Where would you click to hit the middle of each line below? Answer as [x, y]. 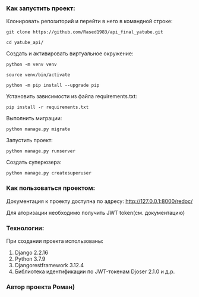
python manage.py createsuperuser [49, 173]
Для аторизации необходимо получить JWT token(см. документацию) [96, 212]
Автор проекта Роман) [41, 287]
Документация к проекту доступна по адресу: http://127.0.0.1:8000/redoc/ [99, 201]
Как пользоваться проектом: [51, 188]
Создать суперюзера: [34, 162]
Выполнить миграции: [34, 118]
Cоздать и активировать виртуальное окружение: [70, 54]
